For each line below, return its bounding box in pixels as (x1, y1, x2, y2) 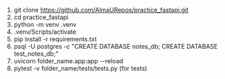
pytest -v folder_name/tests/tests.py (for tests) (13, 65, 147, 72)
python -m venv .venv (13, 21, 77, 28)
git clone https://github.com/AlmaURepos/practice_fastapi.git (13, 6, 189, 14)
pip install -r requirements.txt (13, 35, 97, 43)
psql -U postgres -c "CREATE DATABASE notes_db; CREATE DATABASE (13, 43, 218, 50)
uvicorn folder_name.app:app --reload (13, 57, 123, 65)
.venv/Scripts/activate (13, 27, 77, 36)
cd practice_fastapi (13, 13, 69, 21)
